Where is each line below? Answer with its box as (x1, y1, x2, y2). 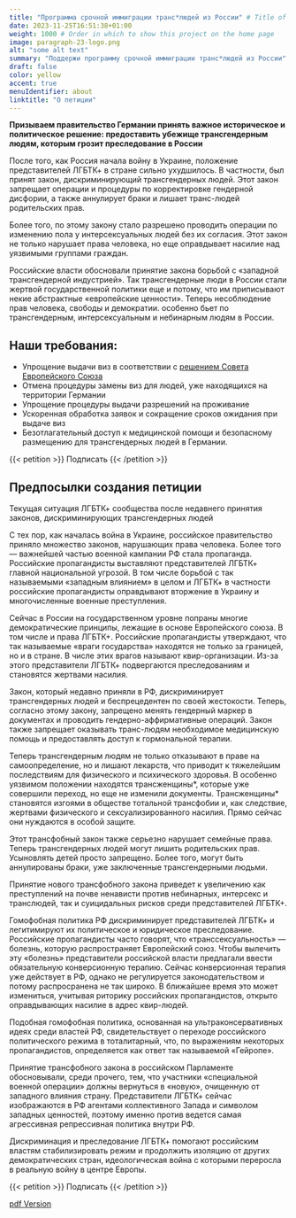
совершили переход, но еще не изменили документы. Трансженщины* (9, 788, 280, 798)
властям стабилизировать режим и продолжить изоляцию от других (9, 1145, 270, 1156)
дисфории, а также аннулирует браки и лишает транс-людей (9, 193, 240, 204)
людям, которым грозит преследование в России (9, 138, 203, 149)
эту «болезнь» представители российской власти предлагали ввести (9, 953, 273, 963)
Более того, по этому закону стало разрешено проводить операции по (9, 220, 278, 230)
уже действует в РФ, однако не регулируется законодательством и (9, 972, 265, 981)
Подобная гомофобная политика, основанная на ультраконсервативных (9, 1017, 284, 1028)
